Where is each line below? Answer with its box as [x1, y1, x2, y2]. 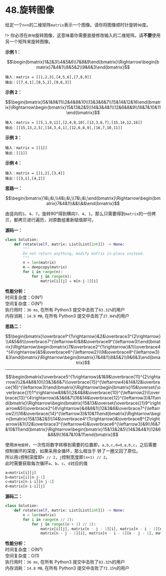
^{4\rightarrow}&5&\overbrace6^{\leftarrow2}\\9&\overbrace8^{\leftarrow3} [6, 349, 160, 355]
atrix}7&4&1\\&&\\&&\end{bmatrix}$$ [46, 200, 120, 206]
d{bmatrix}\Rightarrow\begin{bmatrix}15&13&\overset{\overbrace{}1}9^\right [5, 400, 161, 406]
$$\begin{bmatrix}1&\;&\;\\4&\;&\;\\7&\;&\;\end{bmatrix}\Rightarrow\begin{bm [5, 195, 161, 201]
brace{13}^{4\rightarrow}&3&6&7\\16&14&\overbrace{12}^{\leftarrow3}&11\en [5, 395, 162, 400]
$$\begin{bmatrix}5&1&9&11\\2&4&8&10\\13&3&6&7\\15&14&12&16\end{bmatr [5, 99, 161, 105]
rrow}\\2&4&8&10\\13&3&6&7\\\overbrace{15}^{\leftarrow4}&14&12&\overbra [5, 379, 161, 385]
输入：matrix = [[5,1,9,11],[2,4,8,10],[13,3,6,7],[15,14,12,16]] [5, 120, 142, 125]
